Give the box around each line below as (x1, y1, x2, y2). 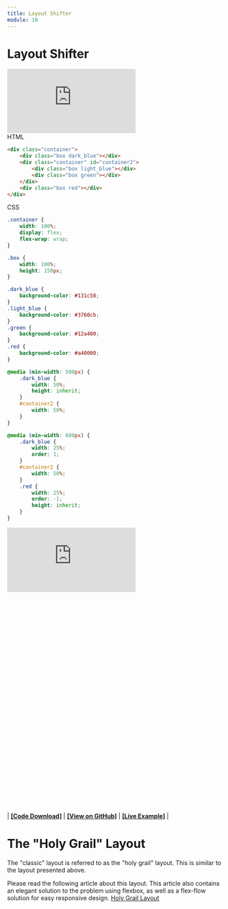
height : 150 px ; (19, 267, 63, 274)
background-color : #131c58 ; (19, 292, 99, 299)
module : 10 (7, 16, 38, 23)
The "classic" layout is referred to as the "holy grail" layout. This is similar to (7, 858, 221, 866)
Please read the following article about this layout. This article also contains (7, 879, 220, 887)
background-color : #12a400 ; (19, 331, 99, 338)
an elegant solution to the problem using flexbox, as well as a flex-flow (7, 886, 206, 895)
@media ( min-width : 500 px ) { (7, 368, 90, 375)
